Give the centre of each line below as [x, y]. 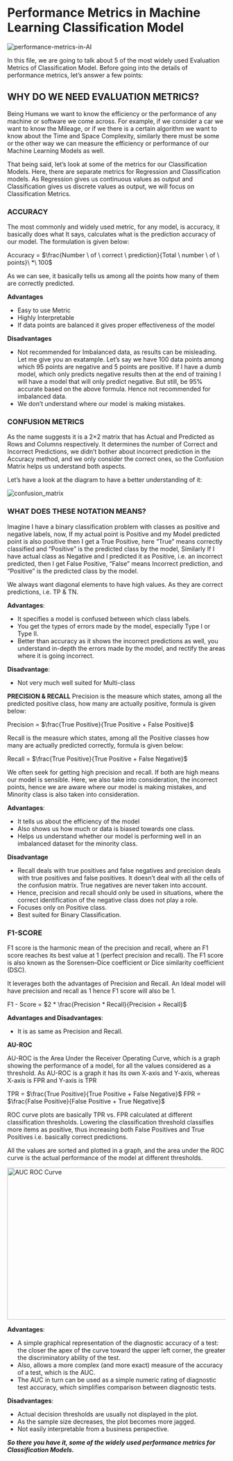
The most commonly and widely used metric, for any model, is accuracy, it [114, 227]
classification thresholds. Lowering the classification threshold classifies [111, 1122]
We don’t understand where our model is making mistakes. [101, 404]
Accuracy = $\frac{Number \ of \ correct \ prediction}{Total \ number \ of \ [113, 255]
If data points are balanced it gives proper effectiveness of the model [116, 325]
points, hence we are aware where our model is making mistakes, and [107, 786]
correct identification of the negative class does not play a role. [107, 900]
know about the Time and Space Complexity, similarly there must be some [113, 136]
